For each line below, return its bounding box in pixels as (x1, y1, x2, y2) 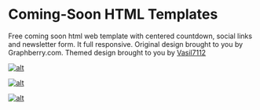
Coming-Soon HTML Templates (8, 5, 218, 23)
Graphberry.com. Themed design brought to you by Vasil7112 (8, 48, 207, 57)
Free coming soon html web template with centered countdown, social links (8, 31, 253, 41)
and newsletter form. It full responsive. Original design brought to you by (8, 39, 244, 48)
